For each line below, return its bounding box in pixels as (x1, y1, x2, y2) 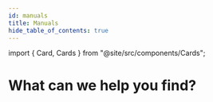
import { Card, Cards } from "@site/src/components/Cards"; (8, 49, 206, 58)
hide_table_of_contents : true (8, 26, 109, 34)
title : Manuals (8, 19, 59, 27)
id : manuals (8, 11, 48, 20)
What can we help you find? (8, 76, 197, 94)
